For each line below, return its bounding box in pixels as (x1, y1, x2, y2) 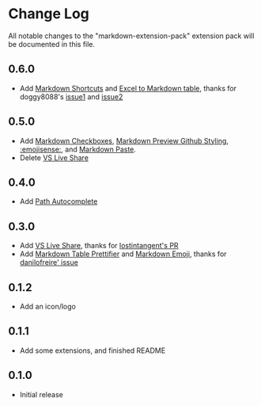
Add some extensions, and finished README (19, 346, 166, 355)
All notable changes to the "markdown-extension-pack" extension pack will (8, 31, 255, 40)
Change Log (8, 5, 89, 23)
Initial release (19, 389, 63, 399)
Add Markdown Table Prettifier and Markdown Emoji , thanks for (19, 249, 227, 259)
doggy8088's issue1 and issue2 (19, 92, 123, 101)
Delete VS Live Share (19, 152, 89, 163)
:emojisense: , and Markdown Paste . (19, 144, 137, 154)
